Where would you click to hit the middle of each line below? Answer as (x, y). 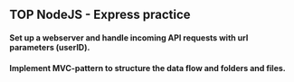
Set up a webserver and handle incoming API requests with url (129, 37)
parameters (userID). (50, 47)
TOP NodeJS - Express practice (100, 15)
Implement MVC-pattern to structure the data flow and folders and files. (148, 68)
